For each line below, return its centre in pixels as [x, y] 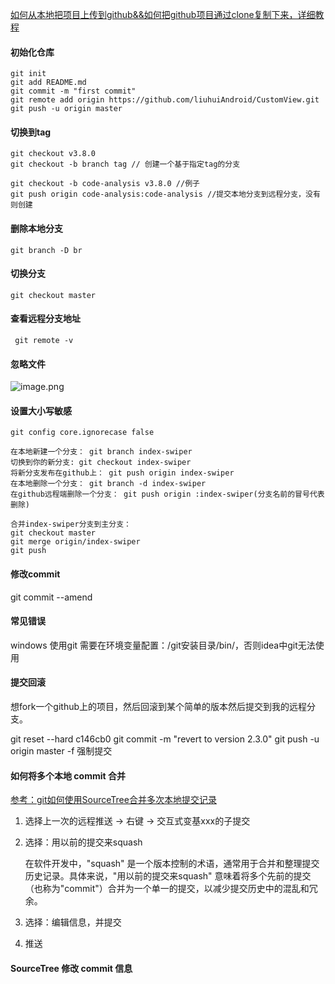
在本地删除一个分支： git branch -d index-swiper [108, 484]
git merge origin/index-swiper [75, 542]
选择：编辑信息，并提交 [73, 922]
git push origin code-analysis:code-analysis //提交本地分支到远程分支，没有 [165, 194]
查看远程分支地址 [45, 319]
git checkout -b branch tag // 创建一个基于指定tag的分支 [125, 164]
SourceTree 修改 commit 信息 [71, 968]
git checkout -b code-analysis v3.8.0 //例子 [105, 184]
